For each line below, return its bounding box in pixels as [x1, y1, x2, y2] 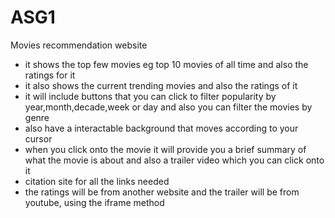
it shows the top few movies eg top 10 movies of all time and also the [24, 58, 309, 70]
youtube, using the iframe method [24, 196, 165, 208]
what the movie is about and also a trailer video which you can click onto [24, 154, 325, 166]
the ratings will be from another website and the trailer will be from [24, 186, 300, 198]
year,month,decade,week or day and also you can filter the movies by [24, 101, 313, 113]
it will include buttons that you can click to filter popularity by [24, 90, 277, 102]
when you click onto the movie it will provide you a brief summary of [24, 143, 307, 155]
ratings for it [24, 69, 76, 81]
